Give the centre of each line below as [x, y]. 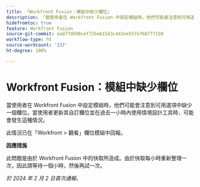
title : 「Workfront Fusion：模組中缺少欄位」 [59, 12]
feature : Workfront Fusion [40, 28]
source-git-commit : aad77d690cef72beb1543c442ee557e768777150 [85, 34]
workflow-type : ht [29, 39]
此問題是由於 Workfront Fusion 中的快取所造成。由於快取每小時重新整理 [94, 158]
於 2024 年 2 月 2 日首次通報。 [44, 178]
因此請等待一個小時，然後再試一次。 [61, 165]
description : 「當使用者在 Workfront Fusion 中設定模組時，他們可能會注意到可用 [99, 17]
